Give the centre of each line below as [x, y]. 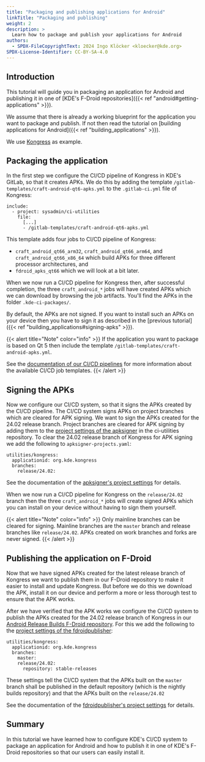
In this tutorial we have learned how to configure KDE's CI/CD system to [97, 739]
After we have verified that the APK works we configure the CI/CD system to [102, 611]
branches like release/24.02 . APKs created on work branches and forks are [102, 532]
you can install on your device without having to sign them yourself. [91, 508]
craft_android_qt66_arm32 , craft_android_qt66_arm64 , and [89, 251]
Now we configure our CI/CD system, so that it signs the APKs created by [99, 405]
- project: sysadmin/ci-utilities [56, 212]
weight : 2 [19, 23]
